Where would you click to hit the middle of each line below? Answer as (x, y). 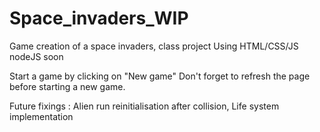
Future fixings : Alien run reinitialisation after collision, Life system (144, 106)
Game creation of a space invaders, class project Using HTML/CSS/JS (154, 46)
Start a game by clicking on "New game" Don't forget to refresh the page (160, 76)
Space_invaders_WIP (99, 18)
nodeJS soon (36, 56)
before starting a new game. (67, 86)
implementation (41, 116)
